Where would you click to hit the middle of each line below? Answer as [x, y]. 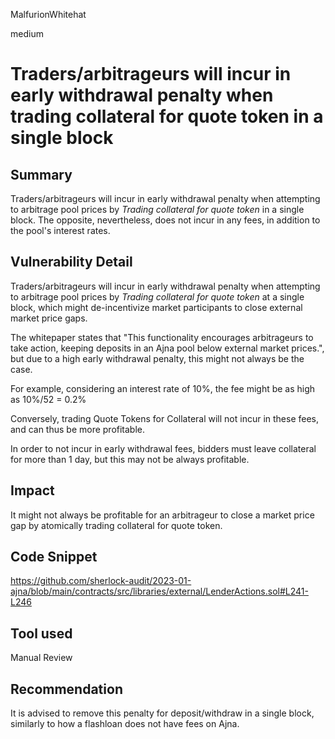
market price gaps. [49, 318]
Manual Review [41, 658]
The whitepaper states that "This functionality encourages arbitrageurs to [162, 337]
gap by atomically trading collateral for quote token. [116, 525]
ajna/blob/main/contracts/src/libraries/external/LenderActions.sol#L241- [159, 591]
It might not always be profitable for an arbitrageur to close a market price [162, 515]
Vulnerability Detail [71, 262]
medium [27, 33]
